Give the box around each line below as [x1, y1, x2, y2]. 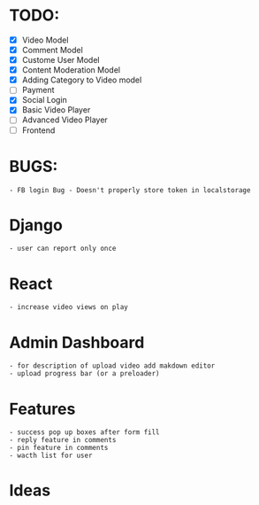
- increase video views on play [9, 303, 128, 312]
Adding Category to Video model [21, 74, 142, 85]
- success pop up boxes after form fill [9, 428, 161, 437]
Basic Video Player [21, 105, 91, 115]
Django [9, 214, 64, 235]
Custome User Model [21, 55, 100, 66]
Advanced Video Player [21, 114, 108, 125]
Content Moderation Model [21, 65, 121, 75]
